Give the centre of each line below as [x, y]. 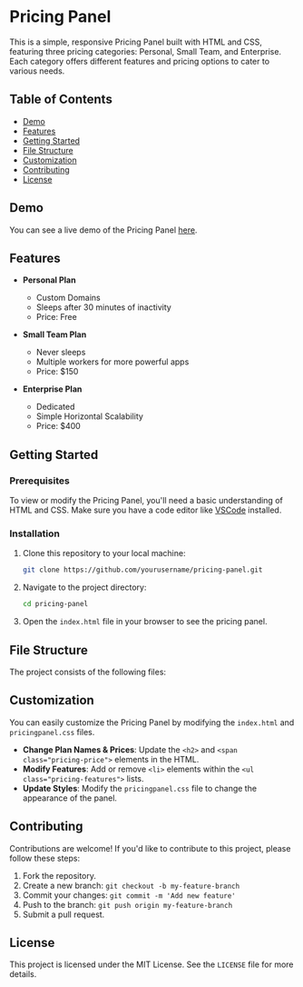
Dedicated [55, 407]
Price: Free [56, 317]
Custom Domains [68, 298]
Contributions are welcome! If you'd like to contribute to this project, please [150, 848]
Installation [35, 533]
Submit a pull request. [64, 914]
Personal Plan [49, 280]
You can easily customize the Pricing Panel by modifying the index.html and [152, 722]
